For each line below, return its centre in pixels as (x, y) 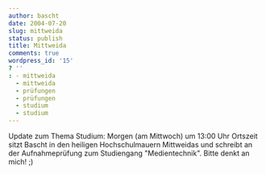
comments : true (34, 53)
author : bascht (34, 16)
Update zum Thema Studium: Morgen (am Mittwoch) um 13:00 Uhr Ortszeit (133, 136)
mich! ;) (21, 162)
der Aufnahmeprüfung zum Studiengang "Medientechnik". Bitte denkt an (129, 153)
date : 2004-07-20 (37, 23)
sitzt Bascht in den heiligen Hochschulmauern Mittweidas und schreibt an (131, 145)
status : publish (35, 38)
